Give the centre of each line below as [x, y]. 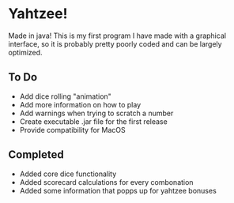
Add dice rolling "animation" [66, 96]
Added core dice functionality [68, 174]
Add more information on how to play [80, 104]
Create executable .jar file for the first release [93, 121]
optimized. [25, 52]
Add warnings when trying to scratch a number [96, 113]
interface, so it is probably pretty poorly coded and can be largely [115, 43]
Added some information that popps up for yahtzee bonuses [118, 190]
